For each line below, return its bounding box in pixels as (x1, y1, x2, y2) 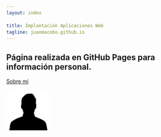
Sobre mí (6, 78, 29, 85)
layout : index (6, 10, 42, 16)
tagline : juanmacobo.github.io (6, 29, 85, 35)
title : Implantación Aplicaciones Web (6, 22, 104, 28)
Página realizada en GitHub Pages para (6, 52, 156, 62)
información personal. (6, 61, 92, 72)
